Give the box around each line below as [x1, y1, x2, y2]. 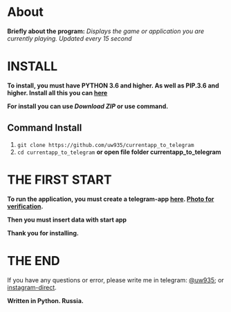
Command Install [7, 122, 82, 134]
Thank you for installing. [7, 228, 80, 237]
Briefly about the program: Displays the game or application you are [7, 27, 205, 35]
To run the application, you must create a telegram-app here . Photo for [7, 195, 214, 203]
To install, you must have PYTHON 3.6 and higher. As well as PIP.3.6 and [7, 81, 219, 90]
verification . [7, 202, 44, 211]
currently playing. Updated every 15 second [7, 34, 133, 42]
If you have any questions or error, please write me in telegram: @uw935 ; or [7, 275, 225, 284]
